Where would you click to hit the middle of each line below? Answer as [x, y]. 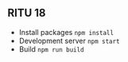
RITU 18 [27, 13]
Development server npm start [69, 41]
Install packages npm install [66, 32]
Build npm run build [51, 49]
